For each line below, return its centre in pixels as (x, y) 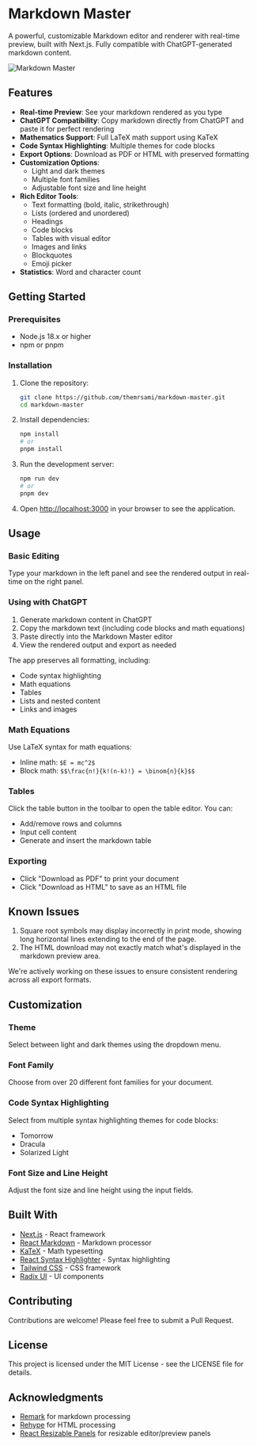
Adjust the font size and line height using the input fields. (101, 1190)
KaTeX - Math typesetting (61, 1251)
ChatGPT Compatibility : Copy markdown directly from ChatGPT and (132, 120)
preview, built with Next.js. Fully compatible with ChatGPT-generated (120, 44)
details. (20, 1372)
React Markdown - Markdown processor (85, 1242)
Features (30, 93)
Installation (30, 365)
